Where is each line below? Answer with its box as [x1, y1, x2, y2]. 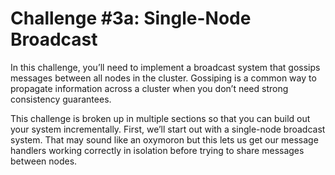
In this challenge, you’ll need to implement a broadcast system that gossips [10, 61, 321, 73]
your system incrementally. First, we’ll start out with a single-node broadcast [10, 123, 326, 135]
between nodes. [10, 155, 78, 167]
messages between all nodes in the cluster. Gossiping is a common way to [10, 72, 317, 84]
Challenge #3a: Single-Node [10, 7, 252, 30]
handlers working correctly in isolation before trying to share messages [10, 144, 305, 156]
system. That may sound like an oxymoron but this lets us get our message [10, 133, 319, 146]
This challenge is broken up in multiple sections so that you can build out [10, 112, 311, 124]
